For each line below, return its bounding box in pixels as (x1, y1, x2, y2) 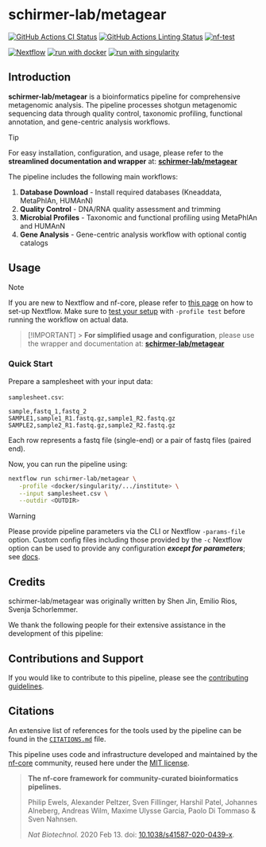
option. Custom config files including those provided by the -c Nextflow (8, 535, 242, 545)
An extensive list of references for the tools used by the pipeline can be (8, 725, 242, 735)
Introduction (8, 70, 71, 84)
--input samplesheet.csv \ (18, 489, 109, 497)
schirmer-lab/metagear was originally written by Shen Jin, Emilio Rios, (8, 596, 237, 606)
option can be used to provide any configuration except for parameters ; (8, 543, 246, 553)
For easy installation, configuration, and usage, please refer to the (8, 147, 224, 157)
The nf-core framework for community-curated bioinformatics (27, 773, 239, 782)
